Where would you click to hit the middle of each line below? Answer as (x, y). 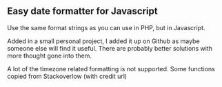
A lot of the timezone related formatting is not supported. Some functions (111, 69)
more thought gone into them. (49, 55)
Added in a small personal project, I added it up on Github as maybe (103, 41)
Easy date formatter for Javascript (82, 11)
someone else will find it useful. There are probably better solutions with (110, 48)
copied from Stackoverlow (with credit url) (67, 76)
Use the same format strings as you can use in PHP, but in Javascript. (106, 27)
